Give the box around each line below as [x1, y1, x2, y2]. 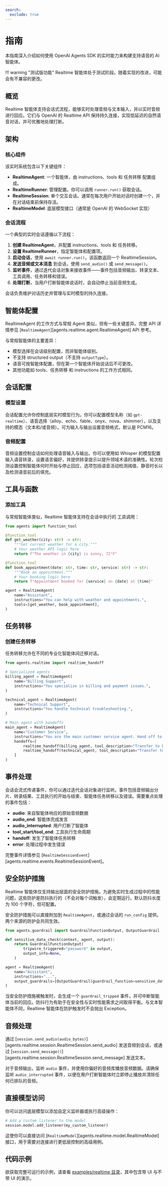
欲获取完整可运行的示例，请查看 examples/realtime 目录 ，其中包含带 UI [5, 1169, 152, 1175]
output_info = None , [23, 951, 61, 956]
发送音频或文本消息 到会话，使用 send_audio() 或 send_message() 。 [12, 261, 150, 267]
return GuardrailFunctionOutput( [14, 941, 84, 947]
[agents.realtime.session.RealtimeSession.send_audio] [5, 1042, 117, 1048]
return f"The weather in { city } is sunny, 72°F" [14, 552, 117, 557]
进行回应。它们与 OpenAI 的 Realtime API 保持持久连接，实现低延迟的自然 [5, 112, 157, 118]
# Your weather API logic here [14, 547, 79, 552]
